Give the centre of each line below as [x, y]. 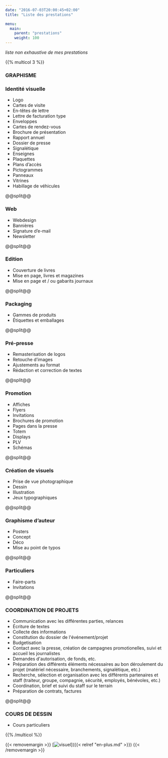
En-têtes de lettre [31, 111]
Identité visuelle [25, 89]
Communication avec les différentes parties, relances [68, 621]
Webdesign [24, 220]
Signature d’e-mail [32, 231]
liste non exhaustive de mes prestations [47, 52]
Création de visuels [30, 470]
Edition [14, 259]
